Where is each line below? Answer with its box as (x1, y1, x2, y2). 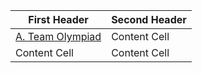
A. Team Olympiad (15, 30, 102, 43)
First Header (28, 13, 89, 26)
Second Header (111, 13, 187, 26)
